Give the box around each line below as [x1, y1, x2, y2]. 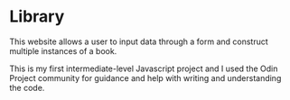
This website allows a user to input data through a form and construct [9, 36, 268, 47]
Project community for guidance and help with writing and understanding [9, 72, 282, 83]
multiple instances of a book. [9, 45, 117, 56]
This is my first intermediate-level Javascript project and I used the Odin [9, 63, 278, 74]
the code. [9, 82, 45, 93]
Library [9, 6, 65, 27]
